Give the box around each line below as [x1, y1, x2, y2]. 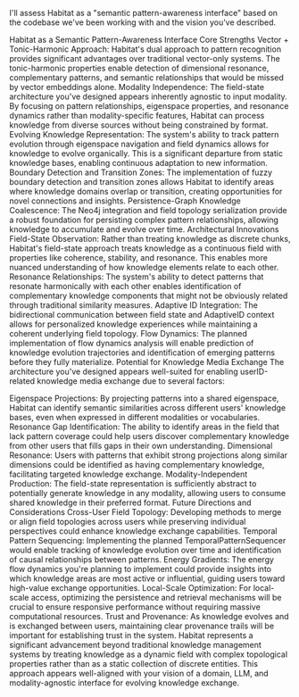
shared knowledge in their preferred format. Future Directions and [9, 497, 252, 508]
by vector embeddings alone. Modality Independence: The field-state [9, 82, 265, 92]
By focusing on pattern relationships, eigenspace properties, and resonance [9, 101, 289, 111]
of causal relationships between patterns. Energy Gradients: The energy [9, 554, 275, 565]
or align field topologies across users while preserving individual [9, 517, 246, 527]
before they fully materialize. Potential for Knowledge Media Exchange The [9, 357, 285, 367]
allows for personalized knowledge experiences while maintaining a [9, 319, 258, 329]
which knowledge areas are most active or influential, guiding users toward [9, 573, 286, 584]
